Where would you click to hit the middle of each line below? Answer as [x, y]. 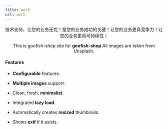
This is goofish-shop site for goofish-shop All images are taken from [84, 45]
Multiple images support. [39, 83]
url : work [15, 14]
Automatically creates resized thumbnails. [56, 112]
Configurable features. [36, 73]
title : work [17, 10]
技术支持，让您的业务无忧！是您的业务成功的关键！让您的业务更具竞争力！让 [84, 29]
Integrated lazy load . [34, 102]
